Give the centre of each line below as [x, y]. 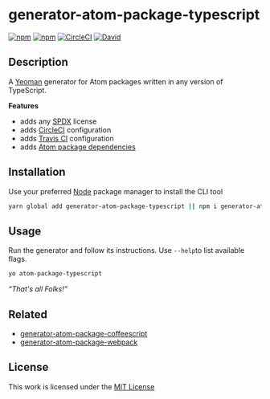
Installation [37, 172]
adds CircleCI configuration [65, 129]
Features [23, 105]
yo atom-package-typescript [55, 274]
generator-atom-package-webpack [79, 342]
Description [38, 62]
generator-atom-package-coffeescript [84, 333]
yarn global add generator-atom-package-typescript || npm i [113, 206]
